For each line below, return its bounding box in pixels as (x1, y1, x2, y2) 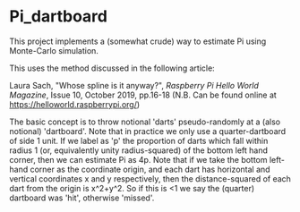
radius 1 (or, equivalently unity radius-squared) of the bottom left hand (9, 145, 269, 156)
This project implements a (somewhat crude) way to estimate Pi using (9, 36, 267, 47)
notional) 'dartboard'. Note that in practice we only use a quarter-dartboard (9, 125, 287, 136)
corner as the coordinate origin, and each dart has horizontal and (30, 164, 270, 174)
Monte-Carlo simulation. (9, 45, 99, 55)
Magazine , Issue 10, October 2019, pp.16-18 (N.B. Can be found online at (9, 89, 278, 100)
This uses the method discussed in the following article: (9, 63, 215, 73)
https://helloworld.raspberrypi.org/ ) (9, 98, 141, 109)
